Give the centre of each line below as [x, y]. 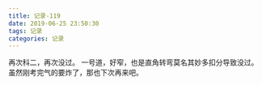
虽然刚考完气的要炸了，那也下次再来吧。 [76, 73]
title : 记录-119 [34, 16]
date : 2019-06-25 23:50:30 [54, 23]
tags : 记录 [25, 31]
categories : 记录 [36, 38]
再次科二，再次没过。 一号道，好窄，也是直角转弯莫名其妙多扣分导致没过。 [133, 62]
